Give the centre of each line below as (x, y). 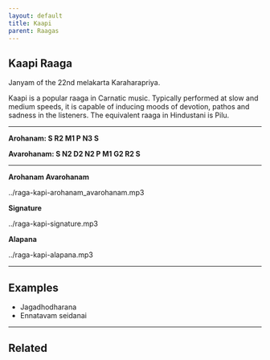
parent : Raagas (34, 31)
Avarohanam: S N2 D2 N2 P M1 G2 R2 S (74, 154)
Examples (33, 287)
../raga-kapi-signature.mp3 (53, 224)
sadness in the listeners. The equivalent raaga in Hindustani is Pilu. (119, 115)
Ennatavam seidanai (53, 315)
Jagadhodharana (48, 307)
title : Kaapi (30, 23)
